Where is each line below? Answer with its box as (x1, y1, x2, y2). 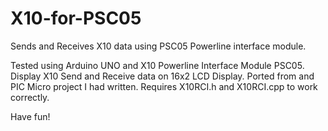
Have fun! (10, 110, 51, 122)
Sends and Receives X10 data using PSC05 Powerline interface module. (10, 40, 307, 52)
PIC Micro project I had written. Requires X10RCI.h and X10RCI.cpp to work (10, 80, 318, 92)
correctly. (10, 91, 50, 103)
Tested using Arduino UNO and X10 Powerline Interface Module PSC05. (10, 59, 305, 71)
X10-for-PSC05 (10, 7, 142, 30)
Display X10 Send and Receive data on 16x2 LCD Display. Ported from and (10, 70, 315, 82)
